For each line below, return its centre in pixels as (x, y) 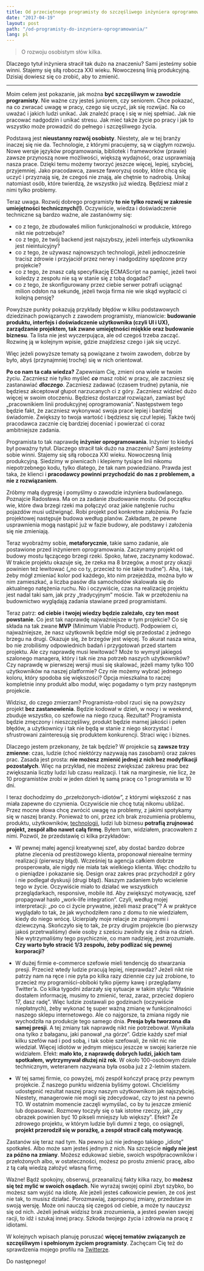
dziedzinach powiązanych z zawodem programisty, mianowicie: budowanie (101, 316)
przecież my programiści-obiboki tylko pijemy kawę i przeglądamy (98, 982)
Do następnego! (26, 1261)
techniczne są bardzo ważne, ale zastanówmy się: (69, 215)
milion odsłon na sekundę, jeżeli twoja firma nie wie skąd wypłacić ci (101, 291)
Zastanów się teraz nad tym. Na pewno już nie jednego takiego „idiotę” (95, 1142)
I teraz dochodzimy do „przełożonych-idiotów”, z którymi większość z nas (99, 797)
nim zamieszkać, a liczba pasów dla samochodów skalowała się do (90, 582)
